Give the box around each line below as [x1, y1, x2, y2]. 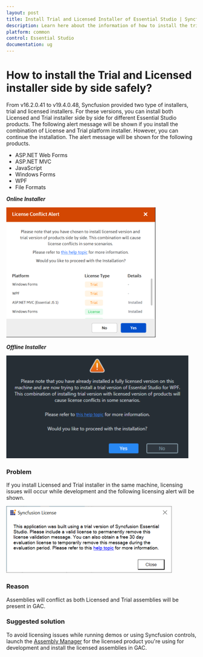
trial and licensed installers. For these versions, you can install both [6, 108, 173, 115]
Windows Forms [14, 170, 56, 178]
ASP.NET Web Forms [14, 151, 68, 158]
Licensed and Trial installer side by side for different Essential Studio [6, 114, 177, 121]
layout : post [6, 10, 39, 16]
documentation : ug [6, 42, 53, 48]
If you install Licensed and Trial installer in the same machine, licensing [6, 481, 183, 489]
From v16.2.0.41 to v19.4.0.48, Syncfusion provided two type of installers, [6, 101, 188, 108]
